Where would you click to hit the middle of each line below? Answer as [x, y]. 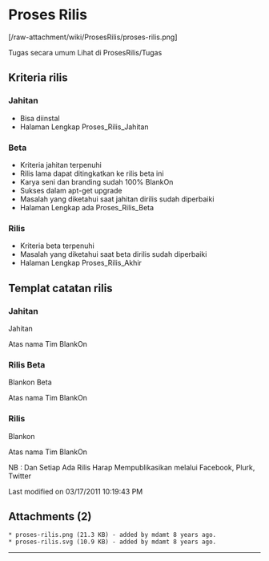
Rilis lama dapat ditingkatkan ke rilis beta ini [92, 173]
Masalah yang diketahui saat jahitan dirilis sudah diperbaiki [117, 199]
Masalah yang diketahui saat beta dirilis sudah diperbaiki [113, 254]
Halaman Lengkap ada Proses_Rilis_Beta [87, 207]
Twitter [20, 476]
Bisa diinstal [40, 118]
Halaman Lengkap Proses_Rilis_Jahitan [84, 127]
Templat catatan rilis [61, 288]
